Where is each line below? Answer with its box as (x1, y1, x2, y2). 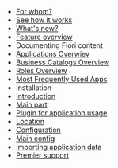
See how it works (15, 15, 73, 25)
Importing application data (15, 143, 102, 151)
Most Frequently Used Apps (15, 75, 108, 84)
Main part (15, 100, 48, 109)
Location (15, 117, 45, 126)
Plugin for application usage (15, 108, 108, 118)
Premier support (15, 150, 70, 160)
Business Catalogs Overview (15, 57, 110, 67)
